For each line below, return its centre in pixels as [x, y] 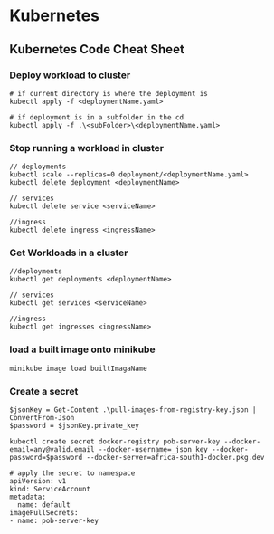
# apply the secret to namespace [72, 473]
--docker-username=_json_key [153, 450]
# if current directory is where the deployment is [109, 93]
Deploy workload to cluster [70, 75]
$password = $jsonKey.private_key [75, 426]
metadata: [28, 497]
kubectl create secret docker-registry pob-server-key [115, 442]
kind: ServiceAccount [50, 490]
